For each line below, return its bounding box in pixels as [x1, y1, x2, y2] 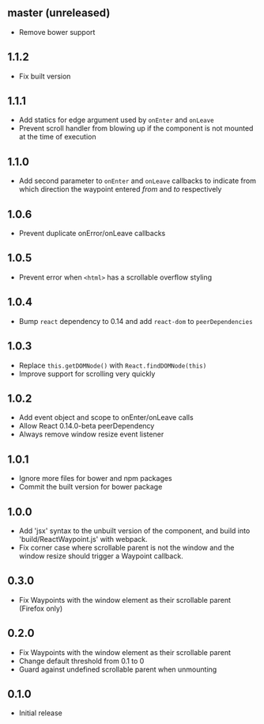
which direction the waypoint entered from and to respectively [18, 185, 222, 194]
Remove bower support [18, 27, 96, 36]
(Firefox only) [18, 604, 63, 613]
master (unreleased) [7, 6, 111, 20]
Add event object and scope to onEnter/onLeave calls [18, 413, 194, 422]
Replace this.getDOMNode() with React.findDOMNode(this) [18, 360, 207, 370]
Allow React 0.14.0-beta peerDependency [18, 421, 155, 431]
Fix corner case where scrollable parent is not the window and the [18, 543, 235, 552]
